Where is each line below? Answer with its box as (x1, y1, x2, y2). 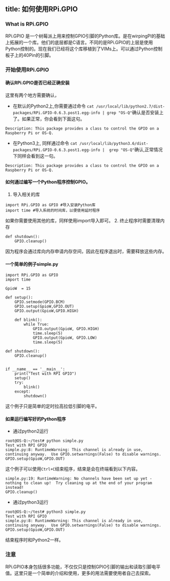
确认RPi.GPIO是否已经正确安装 (5, 80, 70, 86)
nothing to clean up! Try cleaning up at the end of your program (5, 481, 153, 486)
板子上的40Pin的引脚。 (5, 52, 54, 58)
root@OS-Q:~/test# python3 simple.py (5, 509, 86, 514)
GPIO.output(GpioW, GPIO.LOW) (32, 335, 97, 340)
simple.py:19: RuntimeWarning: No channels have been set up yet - (5, 476, 153, 481)
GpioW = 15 (5, 286, 31, 291)
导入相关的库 (12, 191, 40, 198)
